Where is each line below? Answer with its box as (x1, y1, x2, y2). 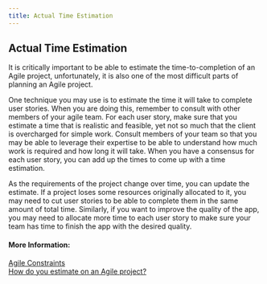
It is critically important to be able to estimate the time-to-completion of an (8, 63, 256, 72)
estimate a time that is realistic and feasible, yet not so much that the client (8, 121, 256, 131)
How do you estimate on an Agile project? (8, 266, 147, 276)
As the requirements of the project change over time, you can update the (8, 179, 250, 189)
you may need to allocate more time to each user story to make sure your (8, 213, 251, 223)
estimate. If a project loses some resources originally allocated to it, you (8, 188, 247, 197)
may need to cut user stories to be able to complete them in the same (8, 196, 239, 205)
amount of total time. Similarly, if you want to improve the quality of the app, (8, 205, 260, 214)
